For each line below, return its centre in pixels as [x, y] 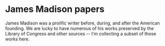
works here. [17, 39]
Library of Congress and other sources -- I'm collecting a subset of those [81, 33]
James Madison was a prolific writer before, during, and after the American [82, 23]
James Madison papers [55, 9]
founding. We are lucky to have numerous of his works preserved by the [79, 28]
